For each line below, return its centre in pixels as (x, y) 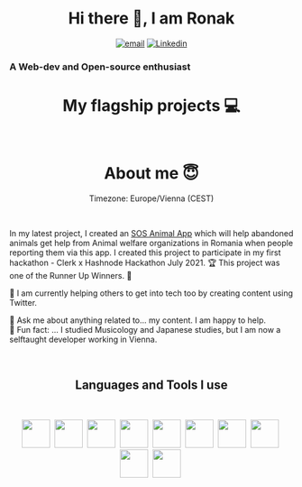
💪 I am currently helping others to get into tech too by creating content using (151, 293)
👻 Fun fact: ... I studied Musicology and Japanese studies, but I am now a (145, 329)
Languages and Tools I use (151, 386)
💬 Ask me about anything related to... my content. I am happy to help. (138, 320)
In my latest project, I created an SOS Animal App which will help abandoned (151, 233)
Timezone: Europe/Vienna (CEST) (151, 198)
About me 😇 (151, 173)
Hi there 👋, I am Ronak (151, 18)
